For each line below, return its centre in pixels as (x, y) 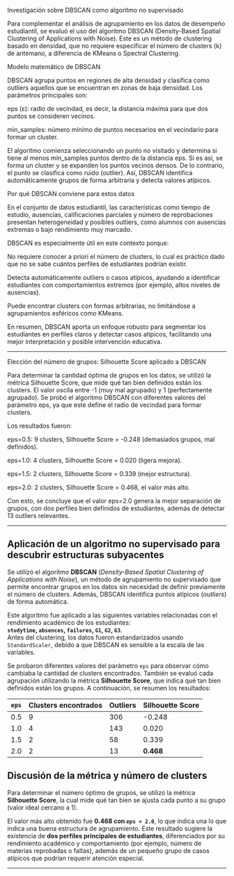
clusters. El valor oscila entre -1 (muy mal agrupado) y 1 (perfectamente (110, 390)
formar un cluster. (33, 137)
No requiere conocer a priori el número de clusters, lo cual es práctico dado (116, 257)
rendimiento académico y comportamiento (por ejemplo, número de (104, 843)
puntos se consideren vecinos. (51, 116)
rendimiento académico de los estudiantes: (69, 622)
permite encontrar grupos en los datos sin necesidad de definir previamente (117, 586)
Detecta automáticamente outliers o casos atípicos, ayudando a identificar (114, 277)
